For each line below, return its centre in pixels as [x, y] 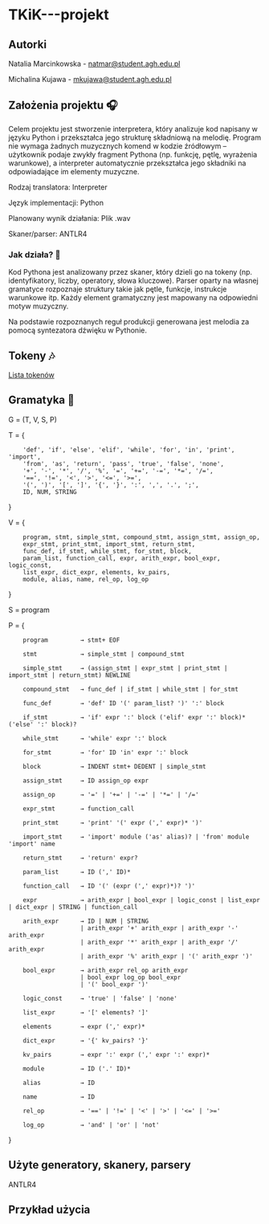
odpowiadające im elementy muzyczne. [74, 171]
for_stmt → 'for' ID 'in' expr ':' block [106, 753]
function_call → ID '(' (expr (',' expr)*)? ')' [109, 886]
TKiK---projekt [59, 15]
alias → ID [59, 1083]
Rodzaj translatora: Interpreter [58, 187]
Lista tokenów [31, 374]
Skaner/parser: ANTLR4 [48, 234]
